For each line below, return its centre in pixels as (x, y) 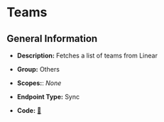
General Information (52, 39)
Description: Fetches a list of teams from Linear (87, 55)
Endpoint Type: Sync (48, 97)
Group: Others (38, 69)
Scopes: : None (39, 83)
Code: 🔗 (29, 110)
